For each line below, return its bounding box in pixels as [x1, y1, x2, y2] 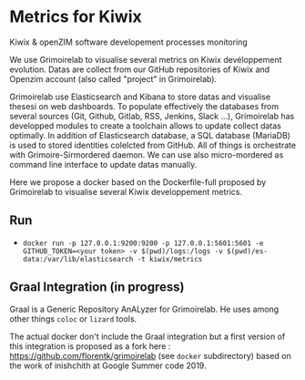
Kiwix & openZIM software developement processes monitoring [9, 36, 248, 47]
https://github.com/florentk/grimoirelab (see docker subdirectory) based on [9, 350, 291, 361]
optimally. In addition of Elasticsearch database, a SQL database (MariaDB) [9, 129, 291, 140]
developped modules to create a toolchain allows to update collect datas [9, 120, 282, 131]
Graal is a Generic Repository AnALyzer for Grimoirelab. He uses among [9, 303, 280, 314]
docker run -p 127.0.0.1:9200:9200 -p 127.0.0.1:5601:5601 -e [22, 239, 264, 248]
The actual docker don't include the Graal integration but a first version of [9, 331, 286, 342]
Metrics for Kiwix [9, 6, 143, 27]
